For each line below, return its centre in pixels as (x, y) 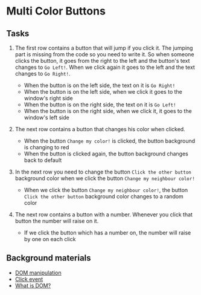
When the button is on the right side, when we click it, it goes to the (108, 111)
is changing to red (46, 147)
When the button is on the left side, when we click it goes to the (103, 92)
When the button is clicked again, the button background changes (106, 154)
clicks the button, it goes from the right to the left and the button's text (102, 61)
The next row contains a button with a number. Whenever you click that (104, 215)
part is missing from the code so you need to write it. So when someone (104, 54)
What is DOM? (33, 285)
